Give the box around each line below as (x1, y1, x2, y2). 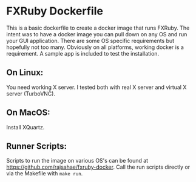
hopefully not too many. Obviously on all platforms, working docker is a (6, 44, 184, 51)
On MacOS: (6, 108, 50, 118)
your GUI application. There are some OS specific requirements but (6, 37, 175, 44)
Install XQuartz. (6, 123, 45, 131)
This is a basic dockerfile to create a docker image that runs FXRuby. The (6, 24, 190, 31)
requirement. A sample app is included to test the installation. (6, 50, 160, 57)
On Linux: (6, 68, 44, 78)
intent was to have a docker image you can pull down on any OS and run (6, 30, 188, 37)
